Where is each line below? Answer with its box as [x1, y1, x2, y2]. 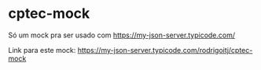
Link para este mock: [8, 45, 76, 54]
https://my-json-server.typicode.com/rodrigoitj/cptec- [77, 45, 253, 54]
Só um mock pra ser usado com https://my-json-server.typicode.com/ [8, 30, 236, 40]
